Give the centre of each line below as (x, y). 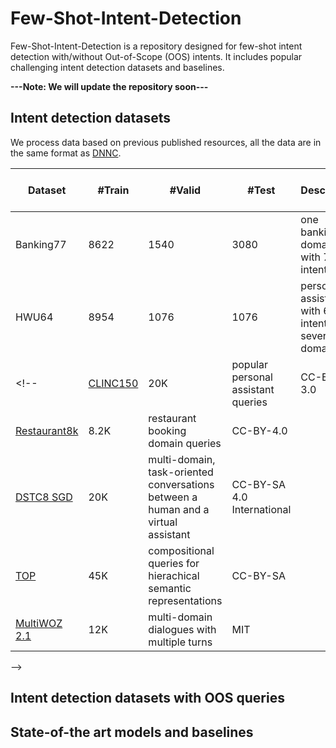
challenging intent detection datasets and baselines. (117, 67)
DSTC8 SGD (44, 497)
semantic (170, 588)
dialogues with (182, 629)
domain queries (185, 443)
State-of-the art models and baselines (132, 732)
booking (167, 430)
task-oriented (181, 472)
